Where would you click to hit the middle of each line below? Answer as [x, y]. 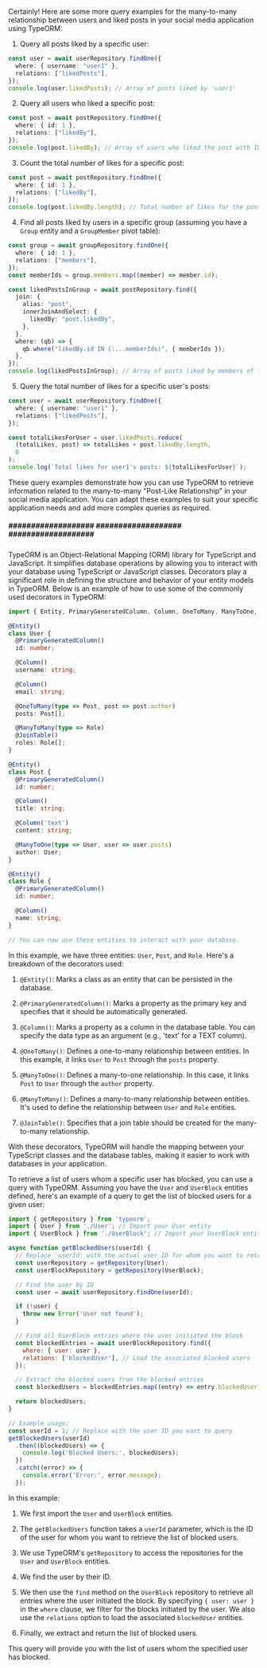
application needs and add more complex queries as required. [110, 507]
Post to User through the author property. [87, 1083]
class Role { [30, 881]
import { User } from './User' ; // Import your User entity [110, 1226]
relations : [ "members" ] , [56, 260]
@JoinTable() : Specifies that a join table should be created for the [127, 1123]
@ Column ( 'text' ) [42, 823]
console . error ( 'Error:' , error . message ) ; [92, 1475]
